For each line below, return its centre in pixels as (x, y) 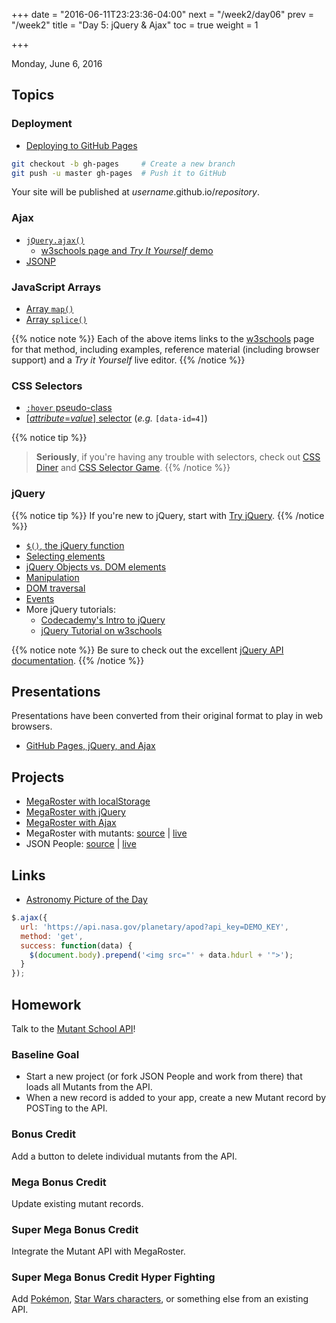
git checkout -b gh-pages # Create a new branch (123, 164)
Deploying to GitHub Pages (81, 145)
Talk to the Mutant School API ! (73, 1028)
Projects (38, 777)
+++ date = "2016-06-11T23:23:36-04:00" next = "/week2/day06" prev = (162, 14)
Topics (33, 95)
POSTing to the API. (66, 1108)
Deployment (42, 124)
